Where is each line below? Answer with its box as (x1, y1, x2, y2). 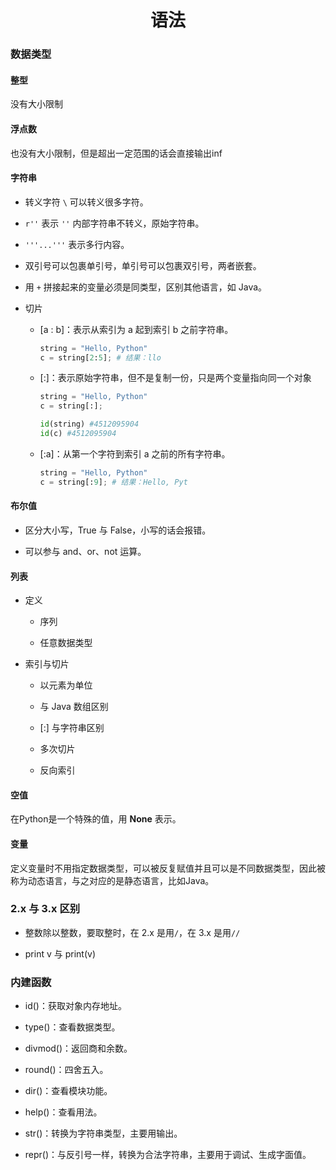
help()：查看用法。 (24, 1106, 103, 1118)
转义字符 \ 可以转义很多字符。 (24, 196, 149, 208)
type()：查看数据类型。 (24, 1021, 121, 1033)
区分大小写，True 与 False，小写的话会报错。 (24, 524, 212, 536)
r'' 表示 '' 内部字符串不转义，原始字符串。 (24, 217, 205, 229)
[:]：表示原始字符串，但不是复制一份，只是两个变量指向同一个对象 (39, 372, 312, 384)
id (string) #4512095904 (39, 419, 140, 430)
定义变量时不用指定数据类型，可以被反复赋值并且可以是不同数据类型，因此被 (10, 862, 326, 874)
